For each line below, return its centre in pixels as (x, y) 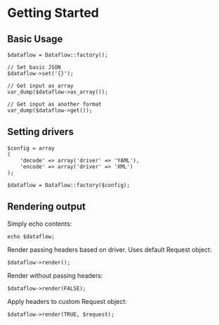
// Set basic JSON (34, 68)
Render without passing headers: (55, 275)
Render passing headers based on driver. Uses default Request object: (109, 249)
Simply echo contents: (40, 224)
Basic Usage (35, 39)
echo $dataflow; (31, 236)
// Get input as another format (54, 104)
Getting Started (53, 13)
